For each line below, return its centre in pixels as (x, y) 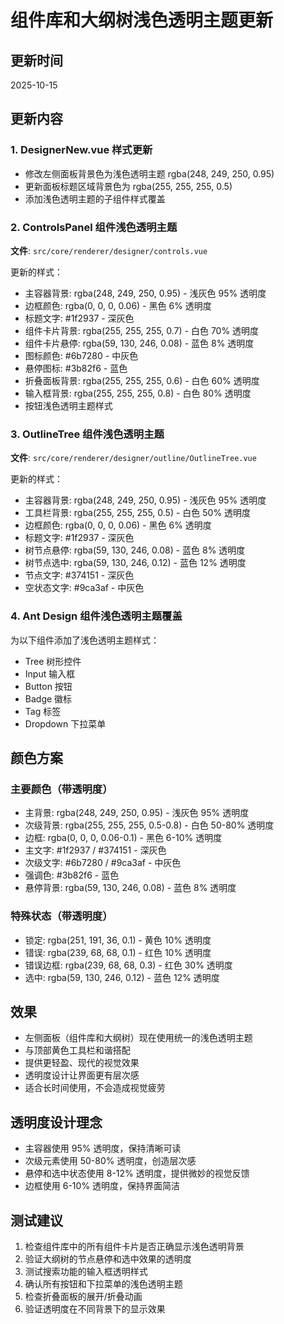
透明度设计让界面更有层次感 (82, 1075)
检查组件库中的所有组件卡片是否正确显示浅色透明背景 (134, 1246)
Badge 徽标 (48, 698)
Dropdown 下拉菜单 (65, 723)
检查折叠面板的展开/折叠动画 (83, 1296)
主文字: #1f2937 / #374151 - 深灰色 (95, 850)
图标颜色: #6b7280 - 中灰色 (81, 355)
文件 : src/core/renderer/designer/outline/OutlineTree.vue (133, 458)
